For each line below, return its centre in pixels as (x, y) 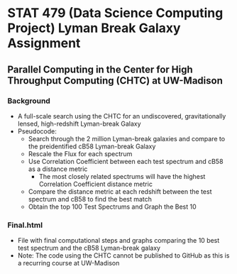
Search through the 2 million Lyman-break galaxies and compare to (127, 138)
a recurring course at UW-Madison (68, 263)
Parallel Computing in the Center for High (100, 69)
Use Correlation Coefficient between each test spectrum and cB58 (126, 161)
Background (29, 101)
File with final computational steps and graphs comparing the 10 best (118, 241)
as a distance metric (58, 169)
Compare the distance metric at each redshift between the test (120, 191)
